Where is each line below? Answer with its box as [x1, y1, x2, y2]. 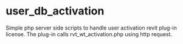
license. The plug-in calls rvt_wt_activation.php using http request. [5, 30, 173, 37]
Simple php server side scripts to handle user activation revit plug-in [5, 24, 178, 31]
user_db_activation [5, 4, 105, 18]
